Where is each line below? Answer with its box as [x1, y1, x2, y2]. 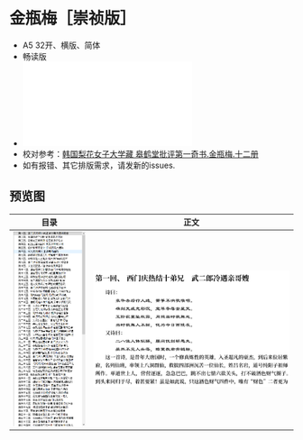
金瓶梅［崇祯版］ [9, 8, 137, 29]
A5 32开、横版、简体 [22, 40, 101, 50]
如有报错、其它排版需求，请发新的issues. [22, 160, 176, 170]
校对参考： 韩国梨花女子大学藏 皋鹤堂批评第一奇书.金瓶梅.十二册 [22, 148, 259, 159]
